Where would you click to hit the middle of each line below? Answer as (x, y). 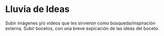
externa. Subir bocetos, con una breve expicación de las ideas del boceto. (83, 28)
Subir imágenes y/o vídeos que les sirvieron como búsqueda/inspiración (80, 23)
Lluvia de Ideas (37, 9)
